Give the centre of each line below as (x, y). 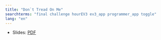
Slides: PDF (24, 33)
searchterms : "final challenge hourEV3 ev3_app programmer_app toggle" (81, 14)
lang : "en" (16, 19)
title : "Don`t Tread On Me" (34, 10)
